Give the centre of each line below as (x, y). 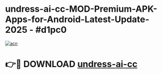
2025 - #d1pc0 (36, 30)
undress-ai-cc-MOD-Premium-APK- (81, 9)
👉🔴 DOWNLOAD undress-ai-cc (71, 64)
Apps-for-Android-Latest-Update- (77, 19)
